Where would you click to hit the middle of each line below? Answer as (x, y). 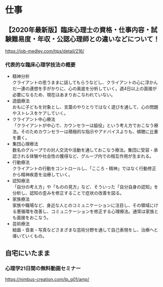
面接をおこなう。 (34, 218)
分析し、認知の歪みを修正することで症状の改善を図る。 (68, 193)
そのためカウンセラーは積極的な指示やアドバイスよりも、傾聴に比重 (90, 132)
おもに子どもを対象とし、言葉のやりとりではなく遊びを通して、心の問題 (85, 107)
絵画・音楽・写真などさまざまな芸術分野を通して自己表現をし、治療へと (85, 230)
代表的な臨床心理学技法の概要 (41, 64)
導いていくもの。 (29, 236)
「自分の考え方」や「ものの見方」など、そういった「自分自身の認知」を (85, 187)
